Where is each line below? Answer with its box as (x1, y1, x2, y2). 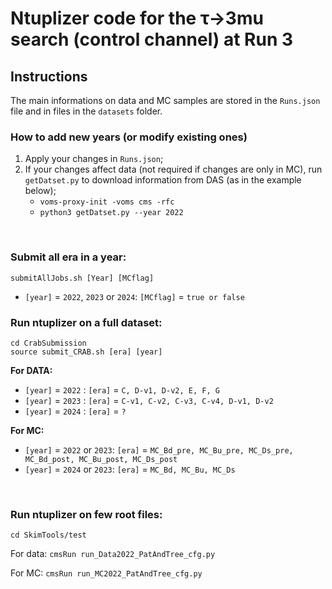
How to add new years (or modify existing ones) (10, 130, 248, 144)
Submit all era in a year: (10, 250, 127, 264)
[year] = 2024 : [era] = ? (24, 405, 127, 417)
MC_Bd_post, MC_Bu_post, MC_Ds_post (24, 454, 178, 464)
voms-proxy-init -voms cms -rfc (39, 197, 175, 207)
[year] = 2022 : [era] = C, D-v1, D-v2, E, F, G (24, 383, 220, 396)
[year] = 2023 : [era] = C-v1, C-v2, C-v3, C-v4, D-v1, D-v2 (24, 394, 274, 406)
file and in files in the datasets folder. (10, 105, 163, 117)
